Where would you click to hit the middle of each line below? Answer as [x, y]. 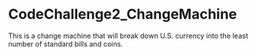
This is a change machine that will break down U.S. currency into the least [128, 36]
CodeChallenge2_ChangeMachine [123, 14]
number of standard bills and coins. [66, 43]
